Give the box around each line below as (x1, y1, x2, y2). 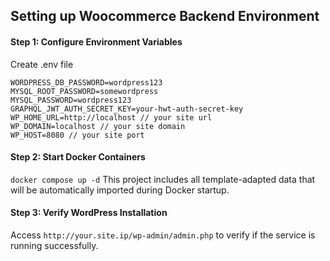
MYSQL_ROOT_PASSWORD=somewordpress (10, 86, 159, 96)
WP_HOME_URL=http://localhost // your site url (10, 112, 213, 123)
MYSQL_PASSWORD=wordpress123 (10, 95, 132, 105)
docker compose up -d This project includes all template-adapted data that (10, 173, 316, 185)
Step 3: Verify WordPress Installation (10, 207, 168, 219)
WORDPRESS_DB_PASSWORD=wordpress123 (10, 77, 163, 88)
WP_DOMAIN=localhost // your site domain (10, 121, 186, 131)
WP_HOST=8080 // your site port (10, 130, 145, 140)
